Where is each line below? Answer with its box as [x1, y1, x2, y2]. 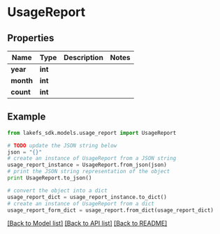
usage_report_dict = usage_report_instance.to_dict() [7, 193, 168, 200]
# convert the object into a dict [7, 187, 108, 194]
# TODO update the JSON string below [7, 142, 117, 149]
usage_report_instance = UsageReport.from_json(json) [7, 161, 168, 168]
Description [64, 53, 103, 62]
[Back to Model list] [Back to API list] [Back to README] [7, 219, 168, 228]
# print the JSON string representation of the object [7, 168, 170, 175]
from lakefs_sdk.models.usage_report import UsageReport [7, 129, 177, 136]
